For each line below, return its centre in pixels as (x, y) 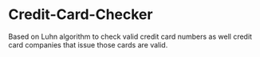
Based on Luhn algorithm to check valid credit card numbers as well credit (130, 36)
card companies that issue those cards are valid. (88, 44)
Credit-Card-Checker (81, 15)
